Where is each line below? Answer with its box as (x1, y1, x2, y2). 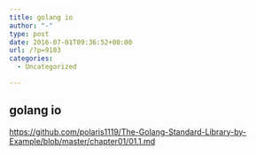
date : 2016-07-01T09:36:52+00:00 (9, 37, 133, 47)
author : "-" (9, 21, 53, 30)
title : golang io (9, 12, 74, 22)
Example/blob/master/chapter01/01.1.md (9, 136, 156, 146)
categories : (9, 54, 53, 63)
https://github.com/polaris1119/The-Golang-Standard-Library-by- (9, 126, 247, 137)
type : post (9, 29, 50, 38)
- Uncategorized (17, 63, 77, 72)
